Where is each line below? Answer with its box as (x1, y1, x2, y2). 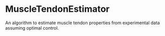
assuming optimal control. (5, 25, 59, 31)
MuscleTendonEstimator (5, 3, 110, 15)
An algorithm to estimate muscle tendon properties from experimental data (5, 20, 160, 26)
